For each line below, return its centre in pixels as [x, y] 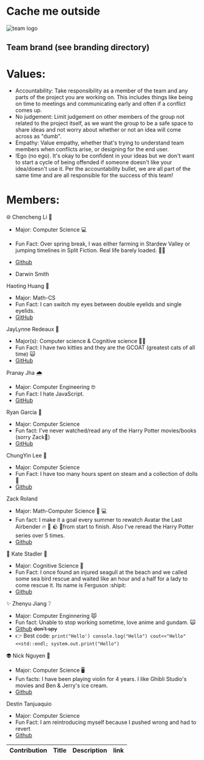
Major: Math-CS [35, 298]
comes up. [28, 110]
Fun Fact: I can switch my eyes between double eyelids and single [98, 304]
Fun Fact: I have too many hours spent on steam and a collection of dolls [107, 474]
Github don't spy [36, 629]
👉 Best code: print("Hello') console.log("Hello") [81, 636]
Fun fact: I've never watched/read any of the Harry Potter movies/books [106, 431]
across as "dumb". [38, 137]
